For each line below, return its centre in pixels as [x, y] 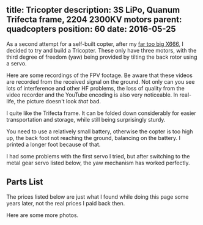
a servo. [17, 63]
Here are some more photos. [42, 215]
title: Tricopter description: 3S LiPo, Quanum [93, 10]
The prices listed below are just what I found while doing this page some [98, 197]
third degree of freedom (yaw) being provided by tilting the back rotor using [102, 57]
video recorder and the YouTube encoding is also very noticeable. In [92, 95]
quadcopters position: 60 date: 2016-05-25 [91, 29]
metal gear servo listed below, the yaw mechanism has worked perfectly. [98, 163]
